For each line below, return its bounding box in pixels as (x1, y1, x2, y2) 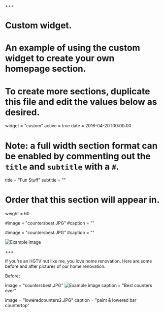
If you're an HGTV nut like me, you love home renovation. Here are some (5, 258, 152, 264)
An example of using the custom (5, 42, 140, 54)
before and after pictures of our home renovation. (5, 263, 106, 269)
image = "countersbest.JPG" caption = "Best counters (5, 283, 153, 288)
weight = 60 (5, 211, 30, 217)
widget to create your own (5, 53, 115, 64)
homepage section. (5, 63, 86, 74)
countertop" (5, 303, 30, 309)
